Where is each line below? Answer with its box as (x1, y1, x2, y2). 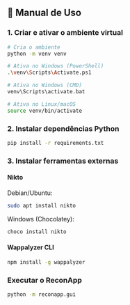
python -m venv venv (7, 50, 67, 57)
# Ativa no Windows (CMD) (7, 81, 82, 89)
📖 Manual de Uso (7, 7, 82, 19)
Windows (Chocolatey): (7, 214, 74, 223)
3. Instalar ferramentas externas (7, 156, 119, 166)
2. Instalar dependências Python (7, 123, 120, 133)
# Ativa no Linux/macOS (7, 100, 76, 108)
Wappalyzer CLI (7, 243, 54, 251)
